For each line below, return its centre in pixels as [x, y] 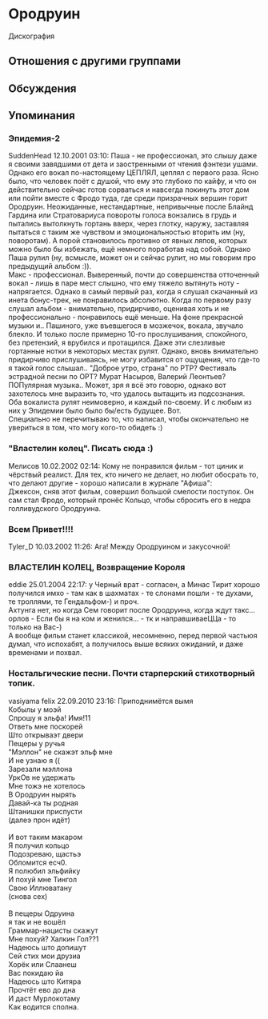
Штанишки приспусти [45, 811]
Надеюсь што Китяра [45, 981]
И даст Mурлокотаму [44, 998]
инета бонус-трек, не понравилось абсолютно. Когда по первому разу [130, 300]
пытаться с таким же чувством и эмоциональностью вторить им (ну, [127, 232]
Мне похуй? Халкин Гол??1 [54, 939]
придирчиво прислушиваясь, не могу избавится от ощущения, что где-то [134, 360]
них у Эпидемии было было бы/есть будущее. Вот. [95, 411]
